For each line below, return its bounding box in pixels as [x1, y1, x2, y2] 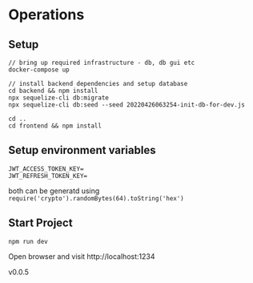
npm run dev [8, 237, 48, 245]
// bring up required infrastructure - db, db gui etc [8, 59, 195, 67]
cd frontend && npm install [8, 122, 102, 130]
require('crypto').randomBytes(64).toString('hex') [8, 194, 184, 202]
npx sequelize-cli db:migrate [8, 94, 110, 102]
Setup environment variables [8, 144, 156, 157]
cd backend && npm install [8, 87, 98, 95]
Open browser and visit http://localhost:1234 [8, 251, 155, 261]
